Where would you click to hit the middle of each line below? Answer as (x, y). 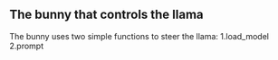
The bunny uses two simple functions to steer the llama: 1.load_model (139, 36)
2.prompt (26, 46)
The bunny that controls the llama (106, 15)
